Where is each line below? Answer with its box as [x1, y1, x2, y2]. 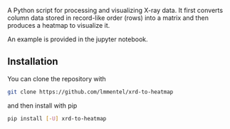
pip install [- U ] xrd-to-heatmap [7, 115, 107, 122]
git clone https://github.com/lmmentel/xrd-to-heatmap [7, 88, 174, 96]
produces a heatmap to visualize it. [7, 21, 110, 29]
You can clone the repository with [7, 74, 107, 83]
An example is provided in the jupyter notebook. [7, 35, 148, 43]
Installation [7, 56, 58, 68]
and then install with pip [7, 101, 78, 110]
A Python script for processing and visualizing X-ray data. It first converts [7, 6, 223, 14]
